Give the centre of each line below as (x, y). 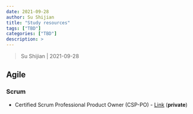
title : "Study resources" (38, 23)
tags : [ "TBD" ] (24, 28)
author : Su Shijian (30, 17)
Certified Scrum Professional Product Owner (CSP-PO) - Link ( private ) (101, 104)
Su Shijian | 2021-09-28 (50, 56)
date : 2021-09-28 (28, 12)
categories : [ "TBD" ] (32, 34)
